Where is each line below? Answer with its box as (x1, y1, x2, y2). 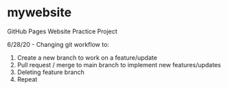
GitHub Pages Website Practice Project (7, 27, 118, 35)
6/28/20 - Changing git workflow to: (7, 40, 110, 48)
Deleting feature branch (16, 68, 84, 76)
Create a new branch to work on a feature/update (16, 53, 158, 62)
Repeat (16, 75, 38, 83)
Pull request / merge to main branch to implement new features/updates (16, 60, 221, 69)
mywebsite (7, 5, 72, 20)
